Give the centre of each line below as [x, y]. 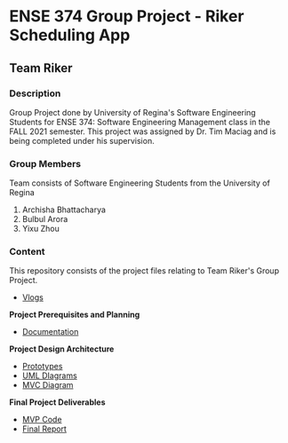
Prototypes [42, 367]
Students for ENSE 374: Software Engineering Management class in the [140, 122]
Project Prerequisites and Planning [75, 315]
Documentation [50, 332]
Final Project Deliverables [57, 402]
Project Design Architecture [62, 349]
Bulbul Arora [45, 219]
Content [28, 252]
